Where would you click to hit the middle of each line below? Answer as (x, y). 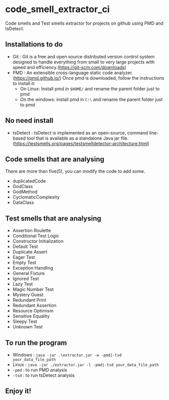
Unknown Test (27, 327)
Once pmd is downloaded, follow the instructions (113, 78)
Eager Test (24, 257)
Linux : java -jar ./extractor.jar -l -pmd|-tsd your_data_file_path (86, 364)
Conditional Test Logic (36, 236)
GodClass (23, 186)
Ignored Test (26, 279)
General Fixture (29, 274)
